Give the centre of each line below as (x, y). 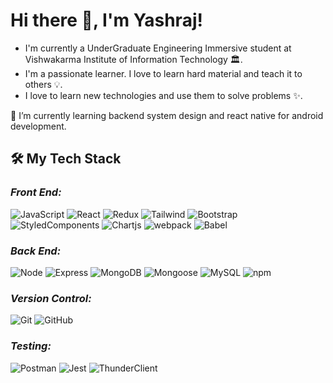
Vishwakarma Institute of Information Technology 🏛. (133, 59)
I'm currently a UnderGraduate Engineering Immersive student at (158, 48)
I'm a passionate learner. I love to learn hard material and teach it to (163, 73)
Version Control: (51, 298)
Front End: (36, 192)
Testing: (31, 346)
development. (38, 126)
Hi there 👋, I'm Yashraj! (106, 20)
